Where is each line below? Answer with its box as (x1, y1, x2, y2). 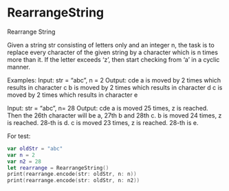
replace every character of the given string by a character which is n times (7, 48, 219, 56)
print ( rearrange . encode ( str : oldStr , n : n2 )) (7, 177, 140, 184)
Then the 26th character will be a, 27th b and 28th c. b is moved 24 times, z (7, 111, 222, 120)
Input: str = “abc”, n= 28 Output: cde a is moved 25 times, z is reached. (7, 104, 208, 112)
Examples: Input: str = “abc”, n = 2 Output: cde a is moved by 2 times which (7, 76, 221, 84)
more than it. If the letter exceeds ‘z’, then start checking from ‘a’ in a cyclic (7, 55, 220, 63)
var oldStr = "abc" (7, 145, 63, 152)
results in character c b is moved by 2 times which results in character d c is (7, 83, 223, 91)
